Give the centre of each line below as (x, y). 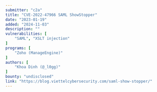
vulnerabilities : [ (26, 34)
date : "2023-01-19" (26, 19)
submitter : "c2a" (24, 10)
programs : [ (18, 48)
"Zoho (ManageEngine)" (39, 53)
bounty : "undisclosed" (30, 77)
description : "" (23, 29)
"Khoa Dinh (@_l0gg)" (37, 67)
